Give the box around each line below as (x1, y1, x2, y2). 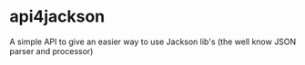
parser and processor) (9, 45, 94, 56)
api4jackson (9, 6, 106, 27)
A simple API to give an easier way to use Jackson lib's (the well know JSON (9, 36, 297, 47)
